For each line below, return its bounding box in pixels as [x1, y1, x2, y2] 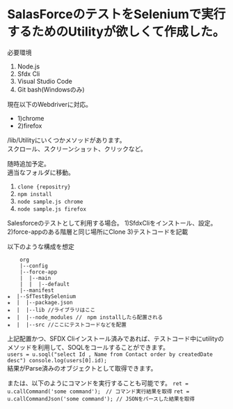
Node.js [17, 62, 40, 70]
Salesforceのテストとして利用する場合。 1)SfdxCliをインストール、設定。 [7, 218, 217, 227]
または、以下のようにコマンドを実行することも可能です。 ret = [7, 378, 189, 387]
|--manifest [19, 287, 54, 294]
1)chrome [17, 114, 45, 122]
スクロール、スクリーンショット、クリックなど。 [7, 144, 147, 153]
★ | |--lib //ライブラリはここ [7, 306, 96, 313]
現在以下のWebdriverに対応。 [7, 100, 93, 108]
